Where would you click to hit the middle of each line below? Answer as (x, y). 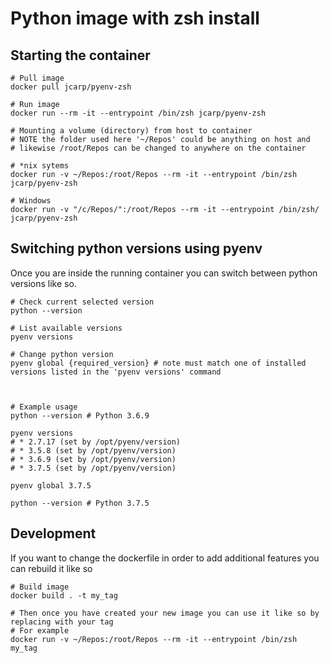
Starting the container (80, 55)
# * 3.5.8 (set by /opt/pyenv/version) (93, 450)
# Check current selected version (82, 302)
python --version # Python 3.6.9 (80, 415)
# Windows (31, 201)
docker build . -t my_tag (64, 595)
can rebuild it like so (51, 568)
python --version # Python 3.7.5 (80, 503)
